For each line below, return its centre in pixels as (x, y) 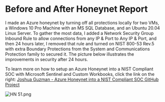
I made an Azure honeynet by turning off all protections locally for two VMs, (82, 23)
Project (12, 84)
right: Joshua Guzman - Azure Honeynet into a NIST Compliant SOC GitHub (82, 79)
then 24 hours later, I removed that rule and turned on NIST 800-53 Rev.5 (80, 43)
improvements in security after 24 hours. (46, 59)
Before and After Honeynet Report (77, 9)
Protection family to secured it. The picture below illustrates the (70, 54)
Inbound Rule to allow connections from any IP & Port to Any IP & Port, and (81, 38)
